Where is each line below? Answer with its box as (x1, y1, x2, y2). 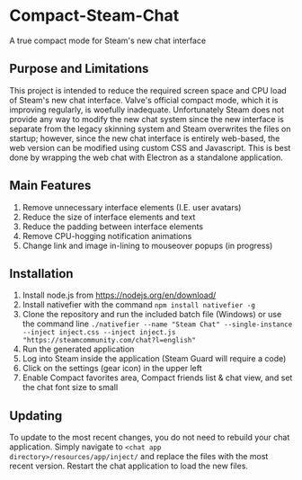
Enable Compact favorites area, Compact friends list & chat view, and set (22, 372, 293, 383)
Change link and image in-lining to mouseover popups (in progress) (22, 240, 273, 251)
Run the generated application (22, 343, 135, 355)
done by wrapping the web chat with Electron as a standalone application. (9, 152, 283, 163)
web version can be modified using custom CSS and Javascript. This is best (9, 142, 291, 153)
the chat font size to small (22, 382, 119, 393)
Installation (9, 266, 74, 281)
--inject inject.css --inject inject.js (22, 328, 176, 337)
